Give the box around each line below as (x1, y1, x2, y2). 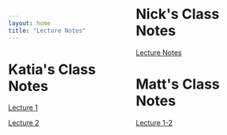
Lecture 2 (8, 119, 39, 128)
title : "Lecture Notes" (8, 27, 87, 35)
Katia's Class (8, 60, 96, 78)
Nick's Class (136, 5, 220, 23)
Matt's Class (136, 75, 221, 93)
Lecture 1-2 (136, 118, 173, 127)
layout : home (8, 19, 51, 27)
